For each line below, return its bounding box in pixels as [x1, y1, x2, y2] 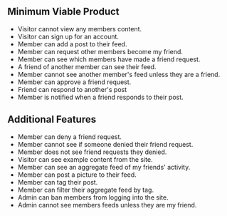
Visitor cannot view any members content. [17, 24, 142, 33]
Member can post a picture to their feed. [17, 170, 137, 179]
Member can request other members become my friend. [17, 47, 184, 56]
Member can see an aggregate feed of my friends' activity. [17, 163, 191, 171]
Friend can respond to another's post [17, 85, 127, 93]
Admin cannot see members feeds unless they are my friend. [17, 200, 197, 209]
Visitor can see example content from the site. [17, 155, 153, 163]
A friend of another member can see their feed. [17, 62, 157, 71]
